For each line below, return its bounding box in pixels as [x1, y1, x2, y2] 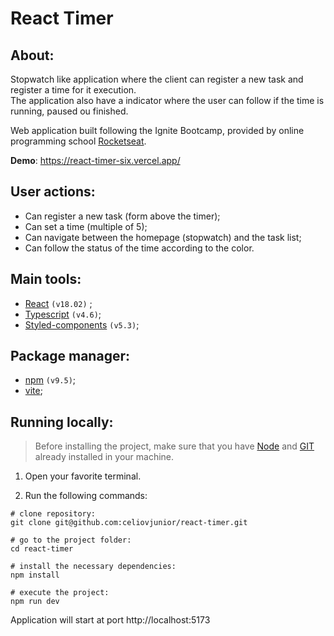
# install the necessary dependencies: [10, 562, 177, 572]
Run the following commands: [24, 490, 148, 502]
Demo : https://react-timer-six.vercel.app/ [10, 155, 181, 166]
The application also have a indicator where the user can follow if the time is [10, 95, 325, 106]
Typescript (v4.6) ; [24, 308, 102, 320]
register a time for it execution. [10, 84, 137, 96]
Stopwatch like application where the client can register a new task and [10, 73, 304, 85]
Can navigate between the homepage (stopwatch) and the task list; [24, 231, 302, 243]
